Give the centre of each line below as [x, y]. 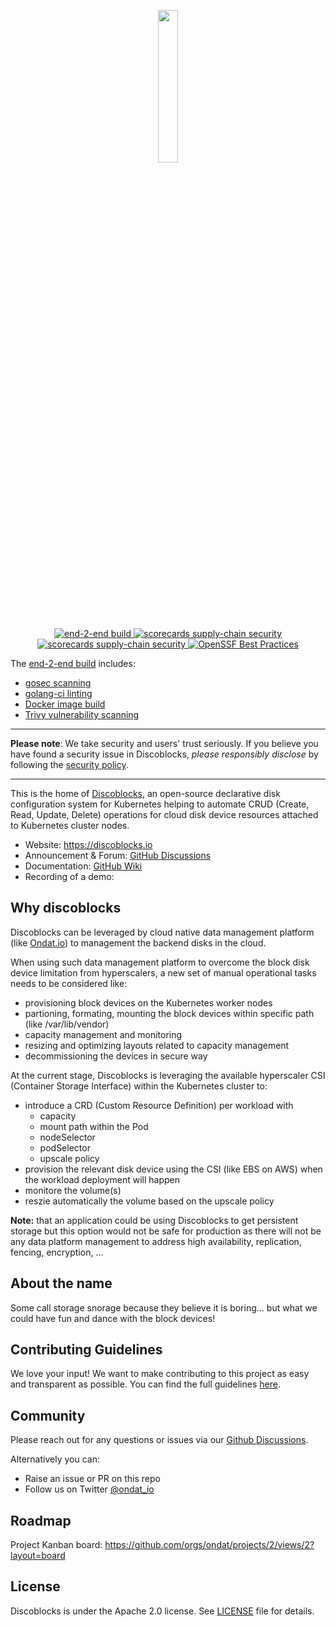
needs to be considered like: [69, 983]
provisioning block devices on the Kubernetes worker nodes [148, 1002]
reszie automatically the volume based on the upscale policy [149, 1201]
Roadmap [41, 1520]
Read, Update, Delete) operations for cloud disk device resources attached [164, 814]
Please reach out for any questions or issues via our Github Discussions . [159, 1440]
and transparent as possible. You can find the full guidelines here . [145, 1384]
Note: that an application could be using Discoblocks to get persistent [154, 1220]
